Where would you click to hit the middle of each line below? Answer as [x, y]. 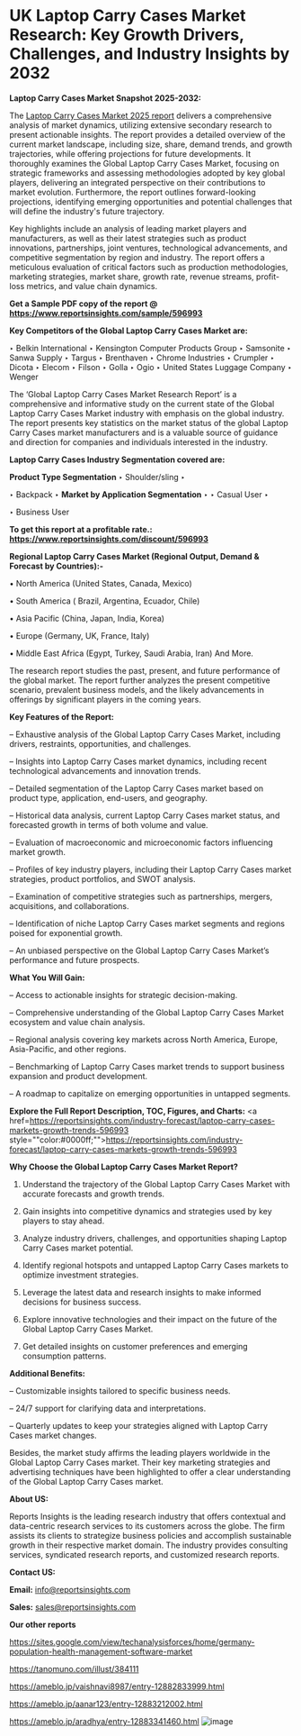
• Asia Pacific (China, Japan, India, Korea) [87, 618]
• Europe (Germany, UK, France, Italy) [80, 635]
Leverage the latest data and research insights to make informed [142, 1292]
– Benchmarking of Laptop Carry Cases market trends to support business [147, 1066]
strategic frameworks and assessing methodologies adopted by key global [147, 173]
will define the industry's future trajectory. [87, 211]
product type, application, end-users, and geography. [109, 797]
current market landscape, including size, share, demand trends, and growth [151, 144]
